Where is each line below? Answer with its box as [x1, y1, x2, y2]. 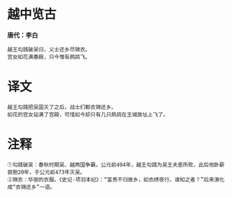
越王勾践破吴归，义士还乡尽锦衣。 [7, 46, 91, 53]
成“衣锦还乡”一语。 [7, 183, 56, 191]
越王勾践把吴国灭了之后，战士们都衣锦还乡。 [7, 103, 117, 110]
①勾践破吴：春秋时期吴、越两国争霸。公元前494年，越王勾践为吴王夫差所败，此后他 [7, 161, 215, 168]
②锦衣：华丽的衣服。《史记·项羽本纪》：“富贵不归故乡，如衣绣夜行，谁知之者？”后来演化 [7, 176, 225, 183]
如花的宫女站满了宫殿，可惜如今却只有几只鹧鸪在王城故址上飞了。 [7, 111, 169, 118]
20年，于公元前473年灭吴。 [17, 168, 86, 175]
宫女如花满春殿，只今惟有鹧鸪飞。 [7, 53, 91, 60]
